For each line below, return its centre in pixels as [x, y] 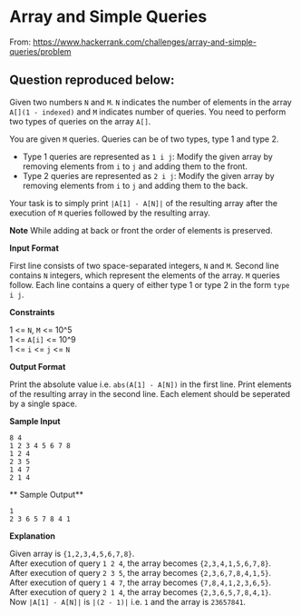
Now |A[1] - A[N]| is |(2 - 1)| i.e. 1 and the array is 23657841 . [128, 601]
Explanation [33, 536]
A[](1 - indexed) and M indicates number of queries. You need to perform [148, 112]
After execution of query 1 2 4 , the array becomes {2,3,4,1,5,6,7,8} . [141, 563]
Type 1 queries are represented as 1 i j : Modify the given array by [148, 156]
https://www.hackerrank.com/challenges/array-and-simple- [145, 42]
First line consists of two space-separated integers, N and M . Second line [144, 265]
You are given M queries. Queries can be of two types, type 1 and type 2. [144, 139]
